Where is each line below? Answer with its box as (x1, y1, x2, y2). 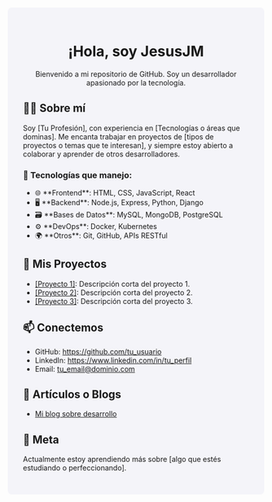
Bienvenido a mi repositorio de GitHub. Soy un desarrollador (35, 68, 237, 79)
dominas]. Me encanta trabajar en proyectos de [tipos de (23, 131, 214, 141)
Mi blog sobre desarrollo (34, 409, 117, 419)
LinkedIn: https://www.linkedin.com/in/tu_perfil (34, 355, 192, 365)
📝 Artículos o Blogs (23, 388, 121, 402)
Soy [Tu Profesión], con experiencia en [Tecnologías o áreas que (23, 123, 241, 133)
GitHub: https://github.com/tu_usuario (34, 346, 162, 356)
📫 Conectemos (23, 321, 103, 335)
